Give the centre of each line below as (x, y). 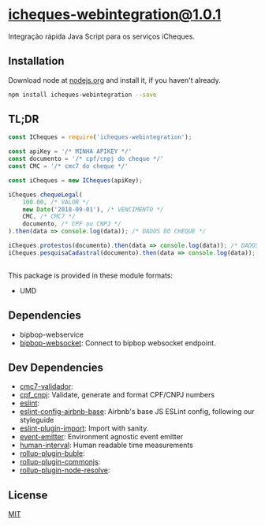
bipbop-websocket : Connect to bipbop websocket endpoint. (118, 343)
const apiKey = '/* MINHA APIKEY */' (70, 151)
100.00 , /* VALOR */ (56, 202)
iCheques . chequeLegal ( (45, 195)
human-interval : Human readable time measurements (106, 445)
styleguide (37, 420)
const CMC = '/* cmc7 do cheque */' (68, 166)
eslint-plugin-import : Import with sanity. (84, 428)
